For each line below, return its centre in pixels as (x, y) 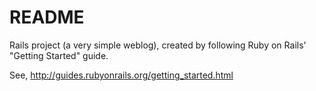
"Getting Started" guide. (59, 55)
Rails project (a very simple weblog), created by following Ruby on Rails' (158, 45)
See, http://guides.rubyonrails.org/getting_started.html (121, 75)
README (47, 17)
